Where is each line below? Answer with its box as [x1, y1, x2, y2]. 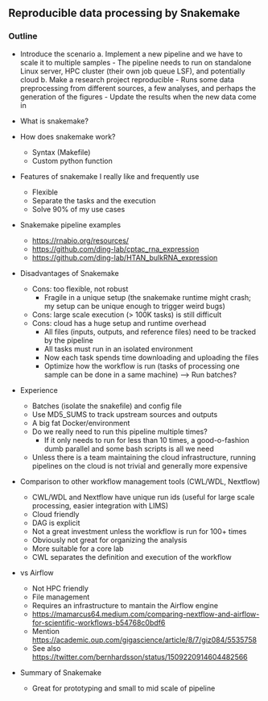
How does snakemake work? [19, 131, 116, 141]
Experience [19, 385, 58, 394]
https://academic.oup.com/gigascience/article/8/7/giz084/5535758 [31, 635, 258, 645]
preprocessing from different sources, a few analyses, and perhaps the [19, 83, 256, 93]
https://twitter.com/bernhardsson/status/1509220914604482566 [31, 652, 248, 661]
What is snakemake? [19, 116, 89, 126]
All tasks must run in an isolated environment [43, 344, 193, 353]
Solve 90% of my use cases [31, 204, 126, 214]
